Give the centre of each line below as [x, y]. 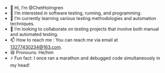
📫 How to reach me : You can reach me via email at [64, 40]
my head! [20, 65]
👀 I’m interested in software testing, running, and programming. [76, 13]
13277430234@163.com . [36, 47]
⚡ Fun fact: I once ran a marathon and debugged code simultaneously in [85, 58]
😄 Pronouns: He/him [32, 52]
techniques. [22, 23]
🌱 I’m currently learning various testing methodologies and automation [83, 18]
